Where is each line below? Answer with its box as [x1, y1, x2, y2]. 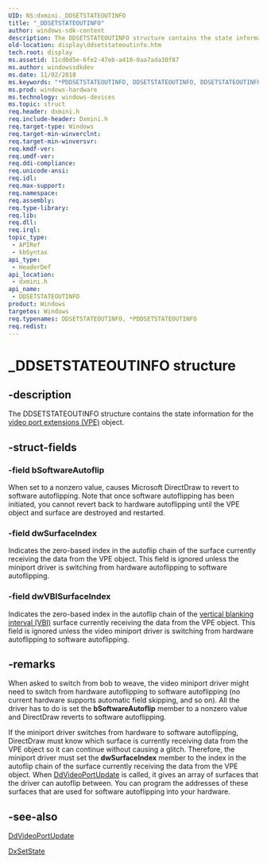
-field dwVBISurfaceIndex [8, 591, 111, 602]
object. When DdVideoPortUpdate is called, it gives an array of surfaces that [8, 770, 259, 779]
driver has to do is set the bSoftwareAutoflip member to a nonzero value [8, 704, 248, 713]
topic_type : [8, 234, 48, 242]
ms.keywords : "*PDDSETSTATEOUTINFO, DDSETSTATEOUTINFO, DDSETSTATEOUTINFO [8, 78, 261, 86]
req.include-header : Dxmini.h [8, 115, 109, 123]
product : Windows [8, 300, 66, 308]
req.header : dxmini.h [8, 108, 80, 116]
